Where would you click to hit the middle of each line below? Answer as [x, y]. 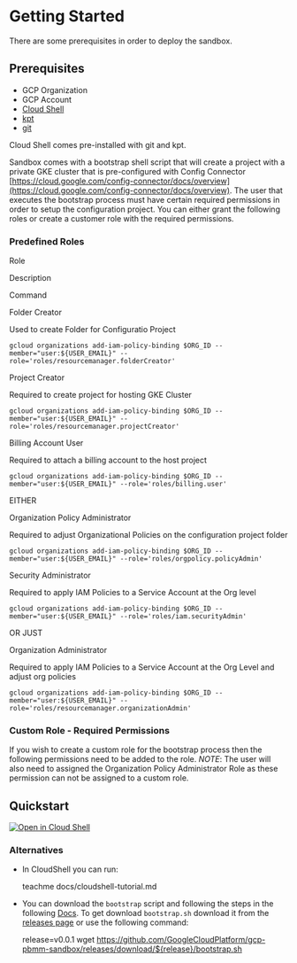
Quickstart [39, 806]
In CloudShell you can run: [70, 869]
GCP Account [47, 99]
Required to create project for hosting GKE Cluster [101, 395]
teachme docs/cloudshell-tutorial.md [89, 887]
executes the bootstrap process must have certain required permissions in [145, 199]
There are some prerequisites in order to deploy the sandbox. [121, 41]
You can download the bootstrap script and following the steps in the [148, 904]
